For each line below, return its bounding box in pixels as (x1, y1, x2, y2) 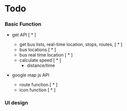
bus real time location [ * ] (19, 52, 73, 58)
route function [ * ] (19, 82, 58, 88)
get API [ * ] (11, 32, 36, 38)
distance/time (26, 62, 55, 68)
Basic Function (4, 21, 42, 28)
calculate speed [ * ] (19, 57, 61, 63)
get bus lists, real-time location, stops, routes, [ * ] (19, 42, 123, 48)
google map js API (11, 72, 49, 78)
